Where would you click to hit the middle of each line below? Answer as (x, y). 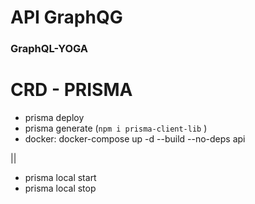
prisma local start (60, 178)
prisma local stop (60, 188)
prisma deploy (54, 118)
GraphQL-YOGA (49, 49)
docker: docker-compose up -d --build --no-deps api (135, 139)
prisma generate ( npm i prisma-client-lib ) (116, 128)
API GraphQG (66, 17)
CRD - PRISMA (71, 90)
